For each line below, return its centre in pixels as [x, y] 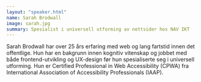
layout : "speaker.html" [37, 12]
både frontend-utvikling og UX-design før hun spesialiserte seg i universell [100, 59]
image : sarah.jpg [28, 23]
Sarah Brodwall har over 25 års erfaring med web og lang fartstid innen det [101, 47]
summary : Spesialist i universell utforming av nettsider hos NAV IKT [98, 29]
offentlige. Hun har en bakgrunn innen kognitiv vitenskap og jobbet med [97, 53]
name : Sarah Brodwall [34, 18]
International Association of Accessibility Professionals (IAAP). [85, 73]
